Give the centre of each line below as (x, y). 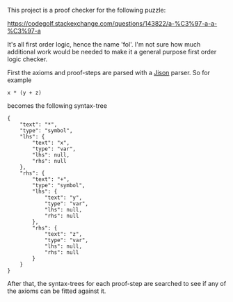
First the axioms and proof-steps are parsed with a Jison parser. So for (109, 73)
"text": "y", (63, 198)
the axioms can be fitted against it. (57, 291)
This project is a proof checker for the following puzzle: (87, 10)
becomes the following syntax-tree (57, 106)
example (19, 80)
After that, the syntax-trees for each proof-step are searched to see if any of (117, 284)
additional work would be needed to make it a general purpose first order (112, 52)
